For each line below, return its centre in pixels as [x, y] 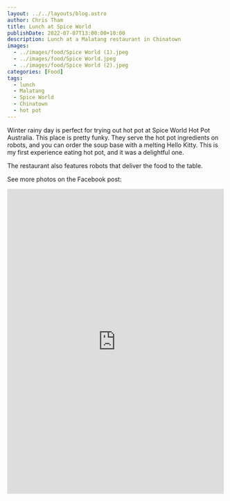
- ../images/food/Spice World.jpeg [65, 59]
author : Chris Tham [35, 20]
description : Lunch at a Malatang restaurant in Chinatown [94, 40]
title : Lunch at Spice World [49, 26]
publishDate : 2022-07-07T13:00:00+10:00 [67, 33]
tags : [15, 78]
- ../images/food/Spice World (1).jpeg [71, 53]
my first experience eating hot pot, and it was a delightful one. [96, 152]
